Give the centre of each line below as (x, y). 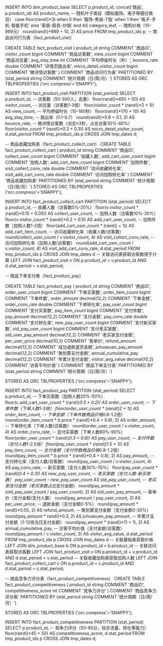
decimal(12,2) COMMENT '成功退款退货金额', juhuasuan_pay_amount (74, 347)
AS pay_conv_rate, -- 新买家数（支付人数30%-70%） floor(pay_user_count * (81, 467)
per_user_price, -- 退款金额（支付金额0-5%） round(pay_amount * (72, 504)
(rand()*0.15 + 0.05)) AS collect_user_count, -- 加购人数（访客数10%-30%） (81, 213)
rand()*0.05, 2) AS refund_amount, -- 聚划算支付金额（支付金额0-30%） (78, 510)
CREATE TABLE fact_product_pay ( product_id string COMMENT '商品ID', (78, 286)
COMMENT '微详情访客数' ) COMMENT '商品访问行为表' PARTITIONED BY (79, 72)
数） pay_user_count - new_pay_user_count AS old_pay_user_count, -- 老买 (81, 480)
